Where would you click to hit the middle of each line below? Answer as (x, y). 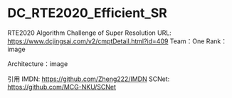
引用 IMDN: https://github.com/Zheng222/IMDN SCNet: (89, 79)
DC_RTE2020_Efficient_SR (87, 13)
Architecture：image (38, 64)
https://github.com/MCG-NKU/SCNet (62, 87)
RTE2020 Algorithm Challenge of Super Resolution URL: (90, 33)
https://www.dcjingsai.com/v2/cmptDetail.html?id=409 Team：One (106, 41)
